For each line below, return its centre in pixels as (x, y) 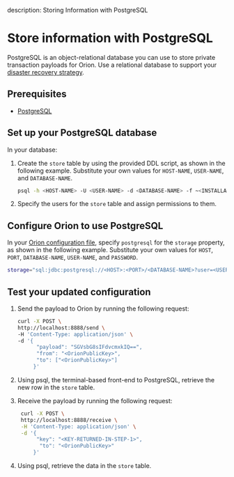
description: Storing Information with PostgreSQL (78, 10)
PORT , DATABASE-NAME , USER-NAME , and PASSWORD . (73, 258)
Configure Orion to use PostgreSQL (85, 226)
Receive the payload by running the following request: (95, 400)
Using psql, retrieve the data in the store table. (84, 466)
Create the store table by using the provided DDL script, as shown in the (121, 163)
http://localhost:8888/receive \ (69, 420)
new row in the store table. (56, 387)
